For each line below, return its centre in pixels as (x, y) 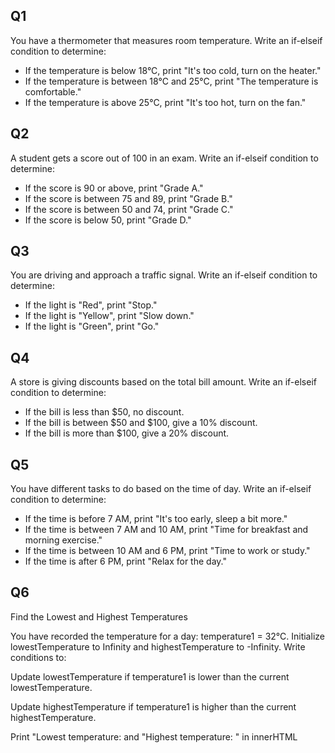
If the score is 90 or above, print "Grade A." (114, 188)
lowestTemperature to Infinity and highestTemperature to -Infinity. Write (158, 646)
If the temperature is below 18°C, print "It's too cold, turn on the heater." (173, 70)
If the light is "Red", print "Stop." (91, 305)
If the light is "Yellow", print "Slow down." (109, 316)
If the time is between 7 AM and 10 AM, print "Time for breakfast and (166, 530)
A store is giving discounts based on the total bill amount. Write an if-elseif (163, 382)
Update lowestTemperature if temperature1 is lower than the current (150, 676)
